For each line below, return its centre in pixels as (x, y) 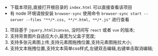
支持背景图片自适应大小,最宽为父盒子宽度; (53, 36)
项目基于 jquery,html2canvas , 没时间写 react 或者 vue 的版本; (72, 30)
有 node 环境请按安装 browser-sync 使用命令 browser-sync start (76, 13)
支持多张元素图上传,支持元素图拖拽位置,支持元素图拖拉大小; (71, 42)
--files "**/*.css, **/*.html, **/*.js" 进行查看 (78, 19)
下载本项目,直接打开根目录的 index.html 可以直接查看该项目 (71, 7)
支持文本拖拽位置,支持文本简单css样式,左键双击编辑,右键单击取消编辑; (81, 48)
